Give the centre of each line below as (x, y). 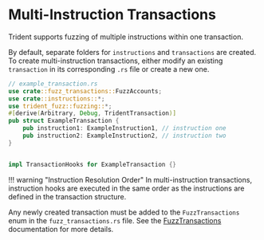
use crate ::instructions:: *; (57, 98)
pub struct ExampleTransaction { (64, 121)
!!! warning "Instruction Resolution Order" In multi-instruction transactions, (130, 179)
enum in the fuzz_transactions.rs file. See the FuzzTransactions (115, 220)
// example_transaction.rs (53, 84)
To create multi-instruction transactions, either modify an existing (116, 61)
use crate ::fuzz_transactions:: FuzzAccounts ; (85, 91)
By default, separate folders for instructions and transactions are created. (132, 52)
